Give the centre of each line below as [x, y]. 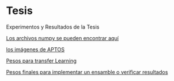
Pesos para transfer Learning [41, 61]
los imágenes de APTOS [35, 49]
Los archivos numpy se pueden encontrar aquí [63, 38]
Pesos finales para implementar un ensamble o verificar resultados [87, 72]
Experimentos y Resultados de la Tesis [53, 27]
